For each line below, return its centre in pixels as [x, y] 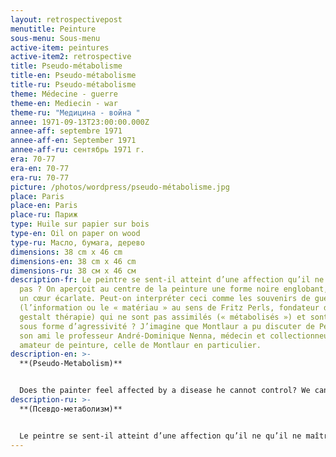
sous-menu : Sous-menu [55, 38]
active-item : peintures [60, 47]
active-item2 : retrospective [71, 57]
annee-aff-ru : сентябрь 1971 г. [77, 150]
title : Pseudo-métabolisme [66, 66]
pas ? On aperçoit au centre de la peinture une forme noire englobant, [174, 289]
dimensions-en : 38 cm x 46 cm [73, 261]
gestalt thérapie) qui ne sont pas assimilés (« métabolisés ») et [163, 317]
